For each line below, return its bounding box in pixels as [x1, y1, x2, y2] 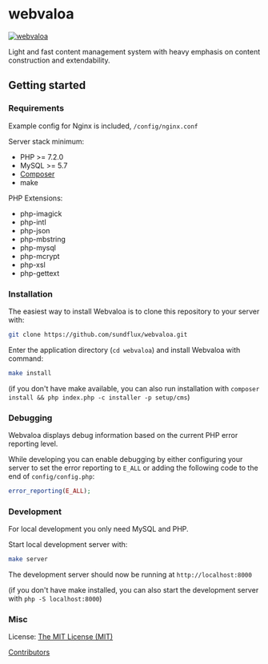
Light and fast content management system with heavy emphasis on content [8, 47, 261, 56]
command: [8, 354, 44, 363]
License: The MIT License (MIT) [8, 632, 114, 642]
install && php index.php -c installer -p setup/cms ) [8, 392, 190, 402]
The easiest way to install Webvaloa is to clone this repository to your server [8, 306, 260, 316]
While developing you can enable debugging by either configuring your [8, 454, 243, 464]
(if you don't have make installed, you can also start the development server [8, 585, 259, 595]
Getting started [8, 79, 86, 92]
